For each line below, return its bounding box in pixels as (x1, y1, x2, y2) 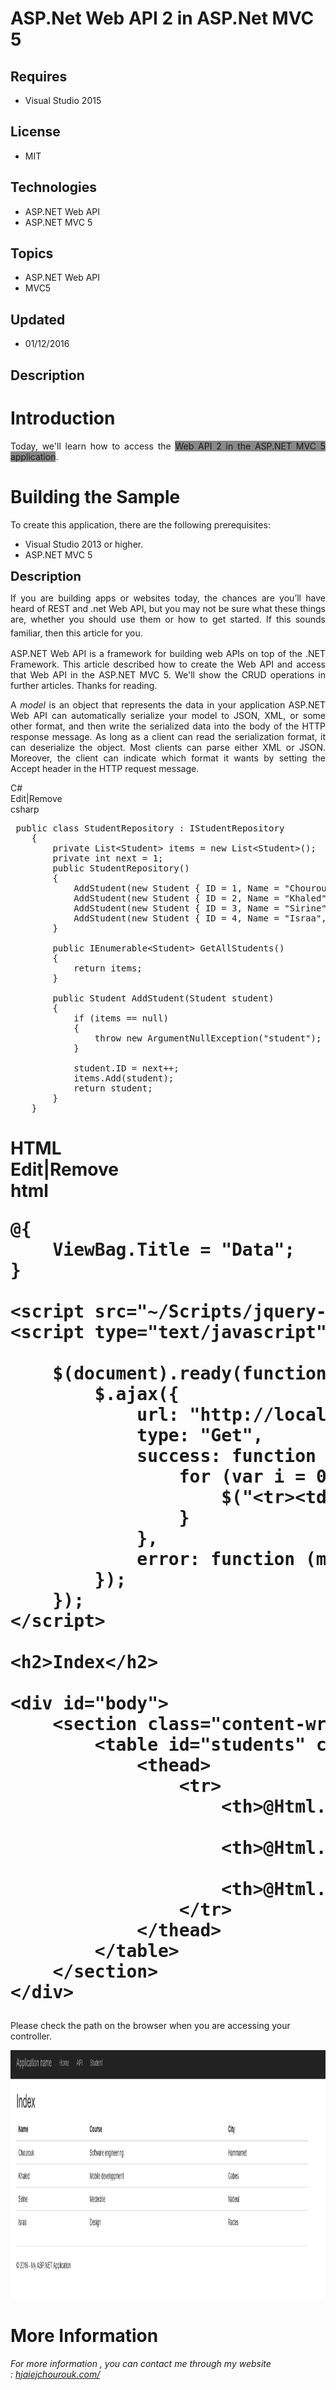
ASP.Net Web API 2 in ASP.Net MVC (10, 7, 315, 30)
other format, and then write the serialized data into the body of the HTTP (10, 720, 326, 732)
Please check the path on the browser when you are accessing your (10, 2019, 291, 2031)
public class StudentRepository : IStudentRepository (15, 822, 285, 834)
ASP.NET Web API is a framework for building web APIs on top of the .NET (10, 647, 326, 659)
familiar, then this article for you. (10, 627, 143, 639)
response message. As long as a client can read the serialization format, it (10, 730, 326, 742)
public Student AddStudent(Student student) (52, 992, 275, 1004)
